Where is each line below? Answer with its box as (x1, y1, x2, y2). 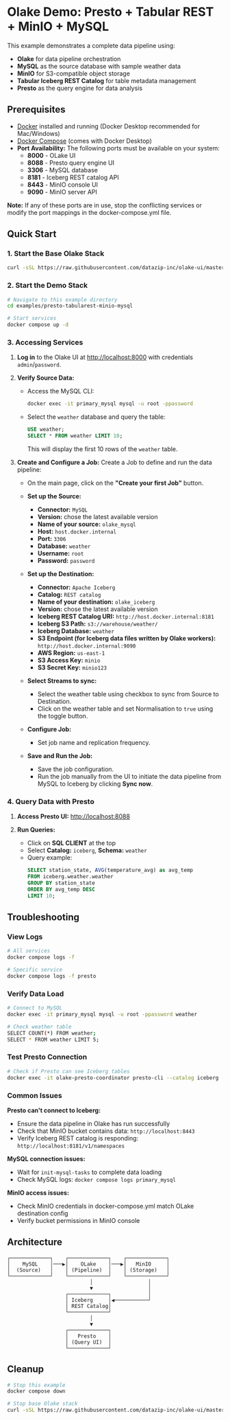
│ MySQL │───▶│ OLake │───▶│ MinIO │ (7, 1261, 170, 1268)
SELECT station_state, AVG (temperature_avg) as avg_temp (27, 867, 194, 874)
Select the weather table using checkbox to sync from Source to (37, 690, 219, 698)
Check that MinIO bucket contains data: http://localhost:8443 (16, 1127, 195, 1135)
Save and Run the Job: (27, 752, 93, 760)
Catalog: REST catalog (37, 591, 101, 599)
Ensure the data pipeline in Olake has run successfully (16, 1119, 170, 1127)
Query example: (27, 854, 73, 862)
